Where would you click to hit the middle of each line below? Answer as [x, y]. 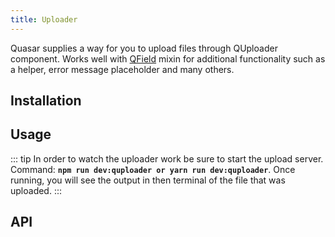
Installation [46, 101]
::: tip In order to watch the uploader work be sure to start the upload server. [167, 158]
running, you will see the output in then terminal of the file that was [148, 180]
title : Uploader [44, 19]
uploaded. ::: [36, 190]
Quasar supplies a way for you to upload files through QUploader [144, 48]
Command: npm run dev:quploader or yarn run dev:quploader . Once [153, 169]
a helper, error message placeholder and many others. [122, 69]
